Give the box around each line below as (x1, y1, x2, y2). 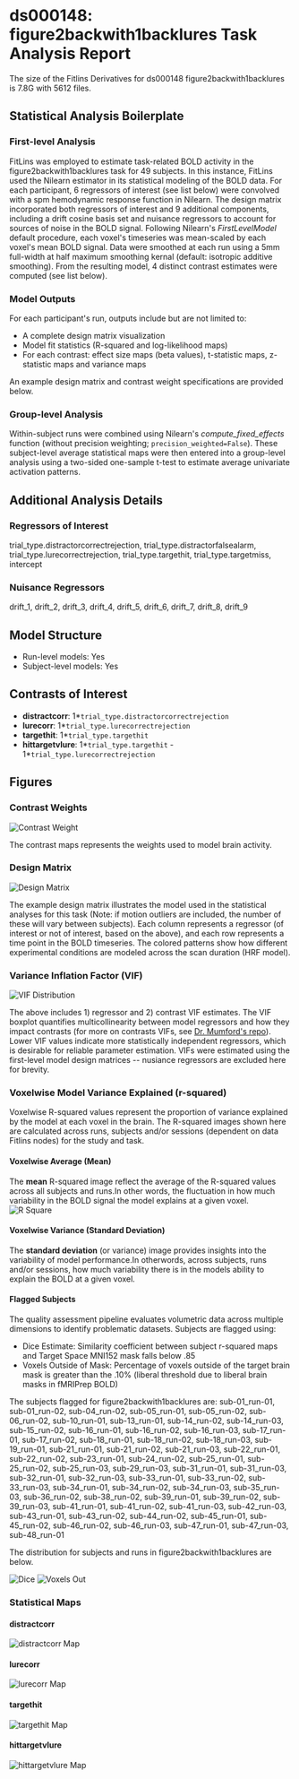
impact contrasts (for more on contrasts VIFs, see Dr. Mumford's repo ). (9, 1026, 271, 1037)
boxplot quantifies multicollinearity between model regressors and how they (9, 1016, 290, 1027)
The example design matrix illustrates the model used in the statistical (9, 899, 267, 910)
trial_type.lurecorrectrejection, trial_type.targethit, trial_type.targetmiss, (9, 548, 271, 560)
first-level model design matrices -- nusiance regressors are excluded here (9, 1055, 286, 1066)
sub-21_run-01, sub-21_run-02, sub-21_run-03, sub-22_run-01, (48, 1444, 280, 1455)
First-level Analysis (9, 135, 96, 148)
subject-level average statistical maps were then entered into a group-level (9, 447, 286, 458)
